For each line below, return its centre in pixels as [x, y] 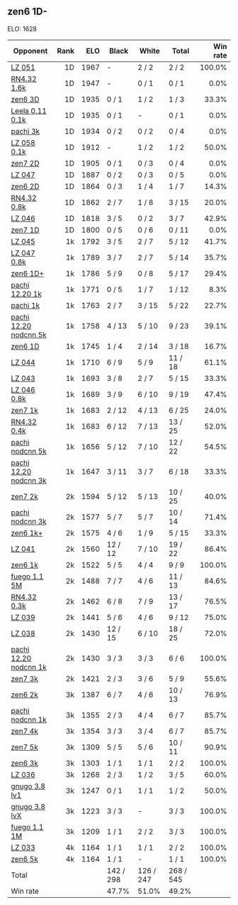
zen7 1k [25, 410]
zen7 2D [25, 163]
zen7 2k [25, 496]
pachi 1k [25, 305]
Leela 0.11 [29, 111]
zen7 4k [25, 731]
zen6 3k [25, 763]
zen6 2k [25, 695]
